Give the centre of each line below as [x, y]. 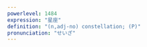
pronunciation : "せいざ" [42, 33]
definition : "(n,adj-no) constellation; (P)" [74, 26]
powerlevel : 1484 [32, 13]
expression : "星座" [34, 20]
